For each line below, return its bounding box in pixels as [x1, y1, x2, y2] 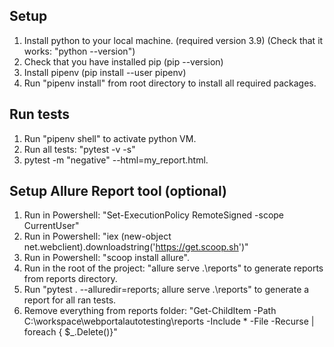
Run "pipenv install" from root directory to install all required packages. [23, 77, 317, 89]
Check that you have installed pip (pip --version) [23, 55, 224, 68]
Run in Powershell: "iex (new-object [23, 230, 172, 243]
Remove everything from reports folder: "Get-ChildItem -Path [23, 305, 277, 317]
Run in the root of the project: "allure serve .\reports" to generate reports [23, 262, 324, 274]
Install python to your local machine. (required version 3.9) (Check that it [23, 34, 324, 46]
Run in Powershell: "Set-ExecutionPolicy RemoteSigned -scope [23, 209, 285, 221]
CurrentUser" [23, 220, 80, 232]
